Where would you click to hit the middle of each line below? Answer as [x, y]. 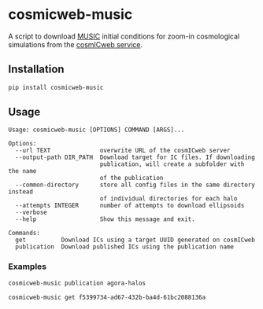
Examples [28, 267]
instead [21, 192]
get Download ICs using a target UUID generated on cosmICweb [135, 240]
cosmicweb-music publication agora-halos [77, 283]
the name [22, 171]
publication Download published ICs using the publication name [125, 247]
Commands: [24, 234]
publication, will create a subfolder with [172, 164]
